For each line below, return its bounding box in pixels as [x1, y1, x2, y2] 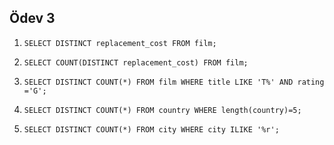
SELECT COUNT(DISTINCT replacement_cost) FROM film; [23, 57, 249, 68]
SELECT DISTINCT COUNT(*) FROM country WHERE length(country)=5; [23, 105, 302, 115]
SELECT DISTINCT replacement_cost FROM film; [23, 38, 217, 48]
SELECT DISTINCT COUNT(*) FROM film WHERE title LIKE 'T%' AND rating [23, 77, 325, 87]
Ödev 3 [9, 10, 56, 27]
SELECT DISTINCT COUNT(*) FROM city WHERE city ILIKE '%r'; [23, 124, 280, 135]
